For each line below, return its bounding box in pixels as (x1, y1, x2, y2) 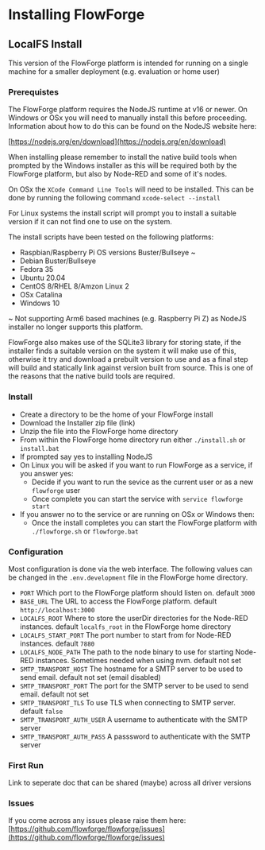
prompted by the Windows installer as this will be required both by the (8, 161, 237, 170)
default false (19, 706, 63, 716)
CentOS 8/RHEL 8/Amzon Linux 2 (19, 281, 129, 291)
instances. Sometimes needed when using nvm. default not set (35, 655, 242, 665)
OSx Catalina (19, 290, 63, 300)
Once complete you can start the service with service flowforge (31, 494, 244, 503)
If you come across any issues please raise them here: (8, 816, 186, 825)
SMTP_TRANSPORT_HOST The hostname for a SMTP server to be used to (19, 664, 244, 673)
